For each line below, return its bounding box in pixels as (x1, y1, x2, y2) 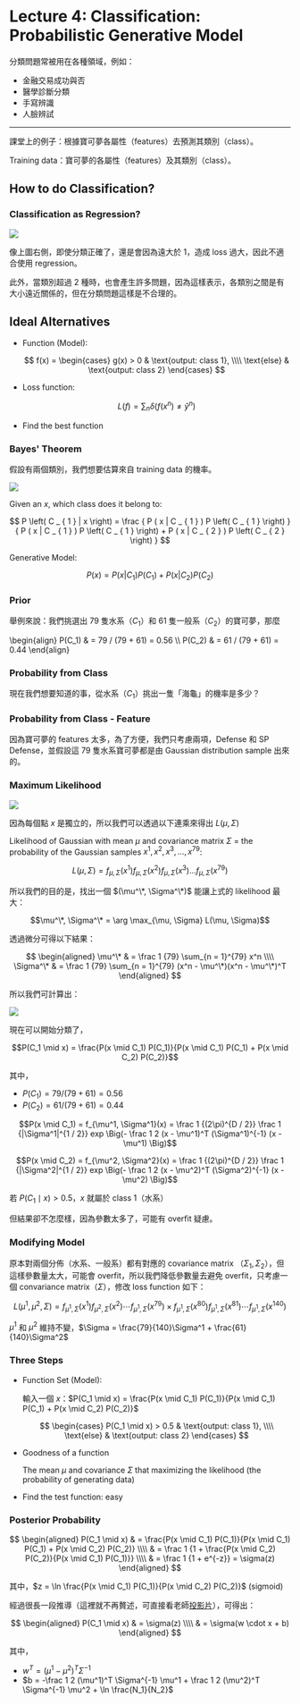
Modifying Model (9, 1236, 85, 1249)
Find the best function (21, 420, 104, 431)
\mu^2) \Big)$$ (121, 1174, 179, 1185)
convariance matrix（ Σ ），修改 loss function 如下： (19, 1281, 206, 1293)
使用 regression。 (16, 257, 82, 268)
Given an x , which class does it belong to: (9, 499, 162, 510)
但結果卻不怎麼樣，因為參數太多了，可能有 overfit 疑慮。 (9, 1213, 218, 1224)
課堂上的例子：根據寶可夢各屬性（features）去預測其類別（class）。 (9, 136, 259, 147)
